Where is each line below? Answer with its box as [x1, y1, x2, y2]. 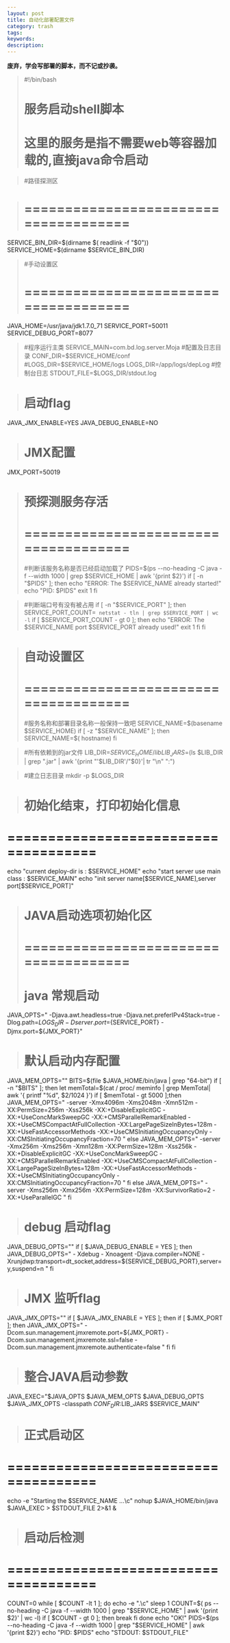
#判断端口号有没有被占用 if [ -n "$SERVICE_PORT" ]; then [23, 601, 187, 608]
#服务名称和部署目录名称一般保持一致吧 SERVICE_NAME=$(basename [23, 719, 222, 728]
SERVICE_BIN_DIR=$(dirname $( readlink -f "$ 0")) [7, 238, 149, 247]
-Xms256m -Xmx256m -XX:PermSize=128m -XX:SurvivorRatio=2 [27, 1186, 211, 1195]
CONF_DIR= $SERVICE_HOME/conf [31, 352, 131, 360]
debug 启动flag [23, 1219, 112, 1235]
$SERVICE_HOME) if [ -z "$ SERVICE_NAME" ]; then [23, 727, 170, 735]
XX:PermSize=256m [7, 1106, 65, 1114]
